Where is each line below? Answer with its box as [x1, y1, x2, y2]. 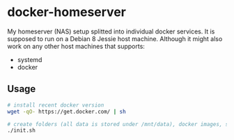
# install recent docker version [7, 102, 104, 109]
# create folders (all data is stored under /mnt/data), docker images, [7, 120, 223, 127]
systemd [17, 55, 42, 63]
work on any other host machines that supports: [7, 42, 145, 50]
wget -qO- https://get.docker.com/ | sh [7, 108, 127, 115]
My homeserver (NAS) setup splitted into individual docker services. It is [7, 27, 215, 36]
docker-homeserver [7, 4, 127, 20]
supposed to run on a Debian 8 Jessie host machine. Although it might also [7, 34, 223, 42]
